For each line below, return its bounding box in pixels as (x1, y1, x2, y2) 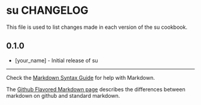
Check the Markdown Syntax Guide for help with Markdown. (6, 74, 156, 81)
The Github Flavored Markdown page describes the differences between (6, 85, 185, 93)
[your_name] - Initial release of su (14, 56, 99, 64)
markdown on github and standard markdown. (6, 92, 120, 99)
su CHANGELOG (6, 4, 89, 17)
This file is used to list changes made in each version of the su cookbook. (6, 23, 187, 31)
